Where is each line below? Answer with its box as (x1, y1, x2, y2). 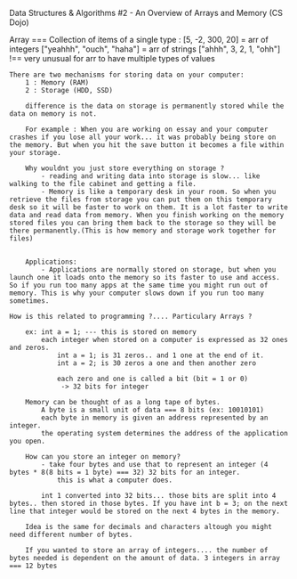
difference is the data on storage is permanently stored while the (25, 102, 285, 110)
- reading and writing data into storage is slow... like (41, 172, 261, 181)
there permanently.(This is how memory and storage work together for (9, 226, 277, 235)
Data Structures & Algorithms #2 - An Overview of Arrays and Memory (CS (9, 8, 283, 18)
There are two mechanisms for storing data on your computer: (9, 70, 245, 79)
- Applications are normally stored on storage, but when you (41, 265, 277, 274)
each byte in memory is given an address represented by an (41, 413, 269, 422)
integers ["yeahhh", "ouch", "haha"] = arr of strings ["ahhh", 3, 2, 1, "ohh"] (9, 44, 281, 54)
